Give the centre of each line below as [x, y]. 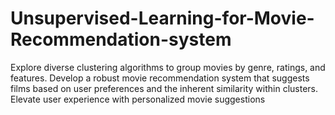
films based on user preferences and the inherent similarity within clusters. [164, 88]
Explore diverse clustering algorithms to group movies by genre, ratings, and [168, 67]
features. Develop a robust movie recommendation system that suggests [160, 78]
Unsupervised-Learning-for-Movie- [162, 18]
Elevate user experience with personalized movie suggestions [138, 99]
